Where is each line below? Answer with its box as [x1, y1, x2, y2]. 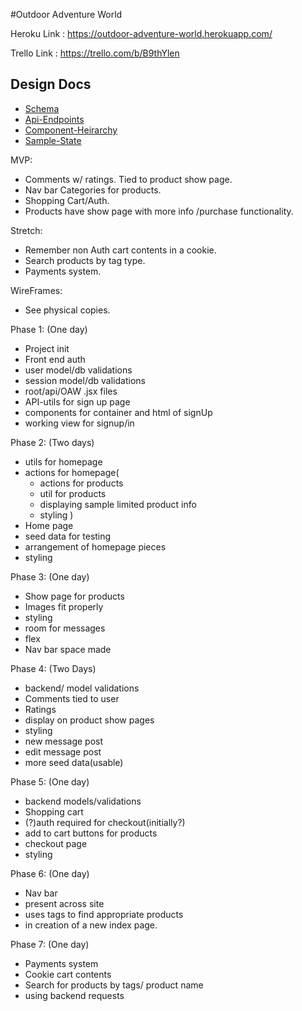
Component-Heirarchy [24, 124, 118, 136]
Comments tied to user [24, 692, 120, 704]
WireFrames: [10, 284, 63, 296]
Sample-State [24, 134, 82, 146]
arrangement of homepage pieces [24, 540, 167, 553]
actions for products [39, 477, 124, 489]
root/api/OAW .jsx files [24, 385, 118, 397]
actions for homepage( [24, 466, 120, 478]
